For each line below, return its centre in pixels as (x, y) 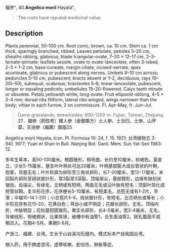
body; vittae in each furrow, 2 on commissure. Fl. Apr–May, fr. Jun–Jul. (79, 105)
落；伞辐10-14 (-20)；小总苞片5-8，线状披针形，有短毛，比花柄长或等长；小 (85, 197)
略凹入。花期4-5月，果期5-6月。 (39, 223)
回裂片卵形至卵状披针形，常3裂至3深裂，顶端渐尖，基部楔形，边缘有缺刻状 (83, 178)
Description (24, 34)
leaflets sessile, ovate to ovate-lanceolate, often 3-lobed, (100, 62)
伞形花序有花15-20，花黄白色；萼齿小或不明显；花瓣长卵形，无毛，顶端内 (82, 204)
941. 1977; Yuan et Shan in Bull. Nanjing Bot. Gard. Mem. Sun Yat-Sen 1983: (84, 143)
